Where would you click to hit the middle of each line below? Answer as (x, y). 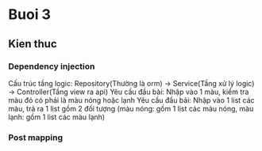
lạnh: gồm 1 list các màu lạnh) (57, 117)
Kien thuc (33, 44)
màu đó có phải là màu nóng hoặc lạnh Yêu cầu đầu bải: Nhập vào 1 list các (132, 100)
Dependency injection (52, 66)
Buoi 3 (30, 15)
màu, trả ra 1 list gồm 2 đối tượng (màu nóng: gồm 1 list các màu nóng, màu (131, 108)
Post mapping (36, 138)
